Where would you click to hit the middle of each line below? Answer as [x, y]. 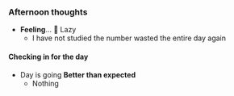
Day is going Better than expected [77, 74]
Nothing [45, 83]
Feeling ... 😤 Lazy [48, 30]
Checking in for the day [48, 56]
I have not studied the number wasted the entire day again [129, 38]
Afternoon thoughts [48, 12]
